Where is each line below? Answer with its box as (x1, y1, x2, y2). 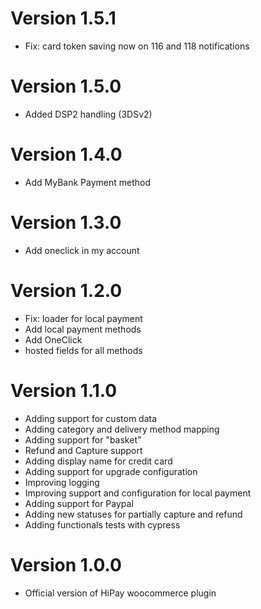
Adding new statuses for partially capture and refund (24, 508, 243, 520)
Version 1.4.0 (10, 143, 123, 166)
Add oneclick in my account (24, 244, 140, 256)
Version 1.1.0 (10, 379, 118, 402)
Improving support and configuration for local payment (24, 487, 252, 499)
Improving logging (24, 476, 100, 488)
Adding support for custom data (24, 412, 158, 424)
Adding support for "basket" (24, 433, 142, 446)
